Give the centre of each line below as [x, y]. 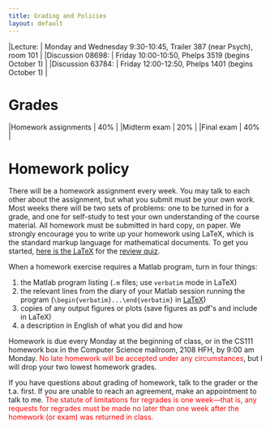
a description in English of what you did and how [101, 325]
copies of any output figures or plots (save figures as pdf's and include [139, 308]
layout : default [36, 23]
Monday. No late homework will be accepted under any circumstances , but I [135, 359]
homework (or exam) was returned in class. [81, 417]
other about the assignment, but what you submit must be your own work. [132, 200]
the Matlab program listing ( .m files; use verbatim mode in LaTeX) [129, 282]
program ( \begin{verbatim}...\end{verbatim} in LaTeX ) [113, 299]
